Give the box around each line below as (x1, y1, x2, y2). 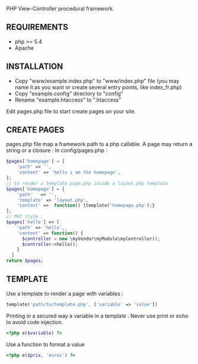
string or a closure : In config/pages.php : (6, 147, 108, 154)
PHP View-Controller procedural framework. (6, 5, 114, 12)
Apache (14, 44, 34, 51)
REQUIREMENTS (6, 22, 68, 32)
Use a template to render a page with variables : (6, 290, 123, 297)
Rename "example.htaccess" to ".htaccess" (14, 96, 122, 103)
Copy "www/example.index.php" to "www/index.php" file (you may (14, 77, 180, 84)
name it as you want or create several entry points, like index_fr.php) (14, 83, 182, 91)
